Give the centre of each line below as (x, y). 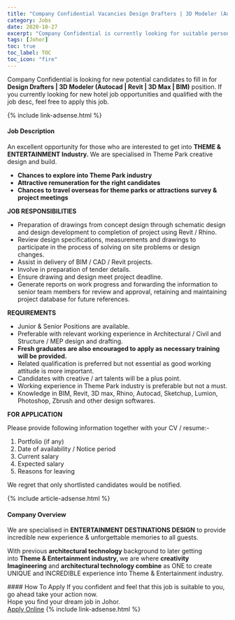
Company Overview (37, 514)
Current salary (38, 456)
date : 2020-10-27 (33, 27)
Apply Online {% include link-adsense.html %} (74, 609)
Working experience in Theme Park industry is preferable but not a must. (122, 385)
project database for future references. (73, 299)
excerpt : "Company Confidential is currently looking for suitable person (119, 33)
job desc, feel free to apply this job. (58, 102)
